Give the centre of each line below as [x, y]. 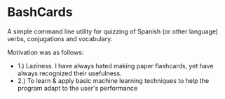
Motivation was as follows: [46, 52]
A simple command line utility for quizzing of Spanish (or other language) [113, 31]
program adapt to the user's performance [77, 88]
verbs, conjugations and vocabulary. [60, 38]
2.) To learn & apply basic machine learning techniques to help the [113, 80]
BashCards [40, 12]
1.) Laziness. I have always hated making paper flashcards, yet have [115, 66]
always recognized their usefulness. [69, 73]
